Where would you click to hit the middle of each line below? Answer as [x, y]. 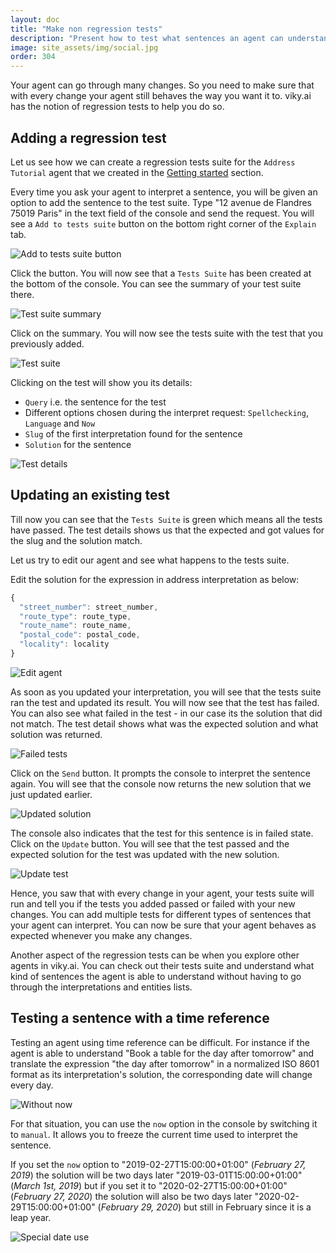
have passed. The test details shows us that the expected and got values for [167, 530]
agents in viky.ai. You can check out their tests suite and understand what [162, 965]
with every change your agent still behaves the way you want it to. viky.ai [161, 96]
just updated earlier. [51, 794]
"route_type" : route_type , [75, 616]
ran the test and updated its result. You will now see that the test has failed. [165, 702]
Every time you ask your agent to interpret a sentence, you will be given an [164, 192]
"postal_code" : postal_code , [80, 635]
